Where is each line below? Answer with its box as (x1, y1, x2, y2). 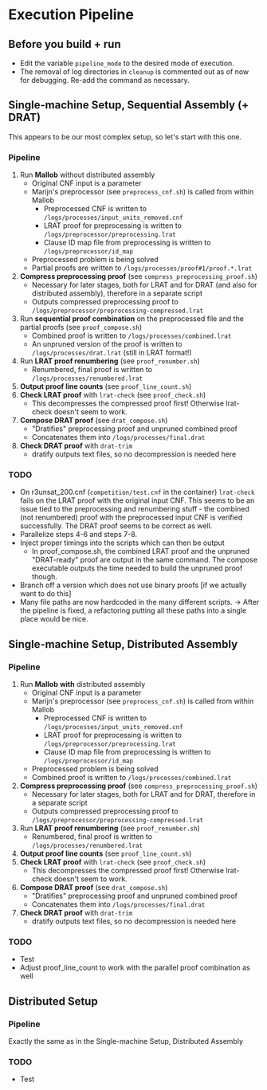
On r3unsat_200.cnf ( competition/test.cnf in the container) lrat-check (19, 488, 255, 497)
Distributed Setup (8, 994, 98, 1008)
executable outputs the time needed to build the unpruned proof (31, 563, 243, 573)
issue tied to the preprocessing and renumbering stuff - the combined (19, 504, 249, 514)
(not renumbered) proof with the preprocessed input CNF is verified (19, 512, 243, 523)
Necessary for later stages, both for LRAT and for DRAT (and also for (31, 280, 257, 290)
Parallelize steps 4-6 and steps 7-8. (19, 530, 138, 539)
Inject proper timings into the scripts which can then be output (19, 538, 225, 547)
